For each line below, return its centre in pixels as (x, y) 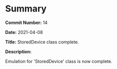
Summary (26, 9)
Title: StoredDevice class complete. (42, 42)
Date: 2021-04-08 (24, 32)
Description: (18, 51)
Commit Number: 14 (26, 22)
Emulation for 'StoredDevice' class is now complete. (59, 61)
